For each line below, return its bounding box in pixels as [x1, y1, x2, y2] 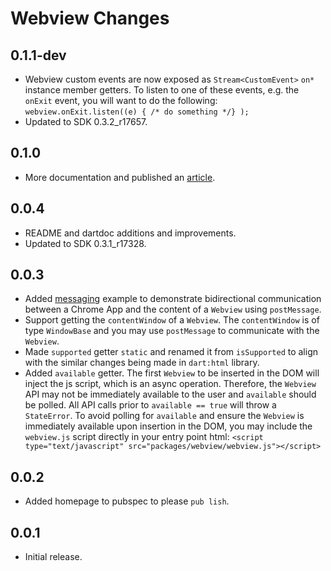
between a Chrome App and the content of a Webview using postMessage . [24, 303, 322, 316]
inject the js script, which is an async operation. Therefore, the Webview [24, 378, 317, 390]
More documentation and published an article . [24, 171, 216, 183]
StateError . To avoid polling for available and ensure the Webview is [24, 410, 305, 422]
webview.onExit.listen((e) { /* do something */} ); [24, 107, 250, 117]
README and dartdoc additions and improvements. [24, 227, 237, 239]
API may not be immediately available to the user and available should [24, 388, 317, 401]
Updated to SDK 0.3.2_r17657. [24, 116, 148, 127]
